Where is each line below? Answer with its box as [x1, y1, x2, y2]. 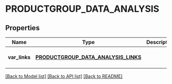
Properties [5, 24, 40, 32]
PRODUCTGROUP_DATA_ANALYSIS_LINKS [35, 54, 142, 60]
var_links [8, 54, 31, 60]
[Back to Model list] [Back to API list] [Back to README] [5, 73, 123, 79]
